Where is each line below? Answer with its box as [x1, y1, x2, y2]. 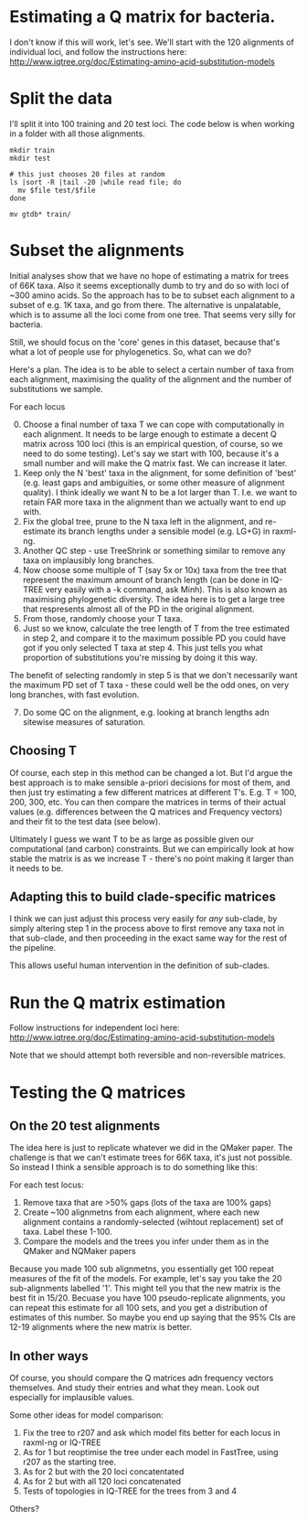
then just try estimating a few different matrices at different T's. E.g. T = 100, [9, 786, 297, 797]
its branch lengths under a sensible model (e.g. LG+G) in [57, 526, 270, 537]
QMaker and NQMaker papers [22, 1246, 136, 1257]
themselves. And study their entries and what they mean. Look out [9, 1382, 260, 1393]
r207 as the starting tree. [22, 1456, 117, 1468]
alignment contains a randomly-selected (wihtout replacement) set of [22, 1217, 284, 1228]
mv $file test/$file [17, 186, 96, 195]
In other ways [9, 1348, 89, 1364]
